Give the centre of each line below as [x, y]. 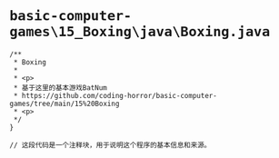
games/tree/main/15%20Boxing [65, 104]
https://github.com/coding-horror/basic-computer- [120, 95]
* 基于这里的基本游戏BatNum [60, 88]
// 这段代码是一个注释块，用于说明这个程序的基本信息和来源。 [110, 145]
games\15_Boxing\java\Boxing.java [140, 32]
